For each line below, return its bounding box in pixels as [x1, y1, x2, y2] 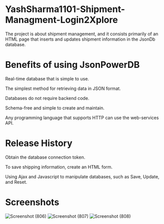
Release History [5, 138, 72, 149]
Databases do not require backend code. [5, 95, 89, 101]
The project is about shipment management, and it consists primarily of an [5, 31, 158, 37]
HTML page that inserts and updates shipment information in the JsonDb [5, 36, 155, 42]
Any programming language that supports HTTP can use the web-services [5, 115, 159, 121]
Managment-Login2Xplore [5, 14, 118, 26]
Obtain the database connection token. [5, 154, 85, 160]
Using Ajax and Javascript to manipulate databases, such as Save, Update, [5, 173, 159, 179]
